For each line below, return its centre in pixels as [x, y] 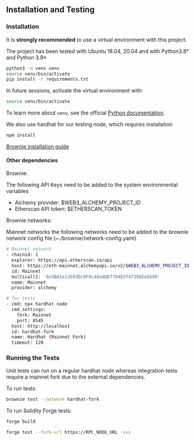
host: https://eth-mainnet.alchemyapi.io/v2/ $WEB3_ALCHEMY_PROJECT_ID [100, 266]
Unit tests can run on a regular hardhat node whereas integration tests [92, 371]
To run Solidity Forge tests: [39, 411]
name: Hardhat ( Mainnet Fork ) [49, 337]
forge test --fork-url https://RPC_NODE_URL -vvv [69, 433]
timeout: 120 [28, 343]
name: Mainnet [29, 282]
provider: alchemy [34, 288]
